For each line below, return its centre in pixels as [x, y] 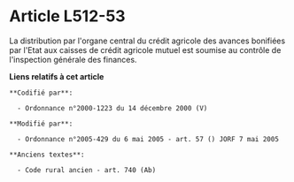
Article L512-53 [67, 16]
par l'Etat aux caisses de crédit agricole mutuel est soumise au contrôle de [145, 49]
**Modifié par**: [41, 124]
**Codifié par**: [41, 93]
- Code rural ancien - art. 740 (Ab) [87, 170]
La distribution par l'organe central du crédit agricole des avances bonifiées [147, 41]
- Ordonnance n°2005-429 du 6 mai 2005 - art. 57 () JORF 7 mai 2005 [148, 139]
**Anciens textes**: [47, 155]
